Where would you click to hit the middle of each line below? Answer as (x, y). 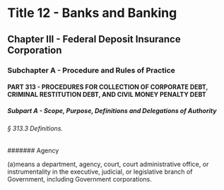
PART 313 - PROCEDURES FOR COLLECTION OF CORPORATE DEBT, (108, 87)
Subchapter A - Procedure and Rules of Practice (91, 70)
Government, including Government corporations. (79, 179)
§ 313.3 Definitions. (35, 129)
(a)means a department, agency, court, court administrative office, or (108, 164)
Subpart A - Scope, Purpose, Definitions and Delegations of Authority (112, 110)
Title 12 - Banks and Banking (92, 13)
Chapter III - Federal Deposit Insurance (94, 39)
